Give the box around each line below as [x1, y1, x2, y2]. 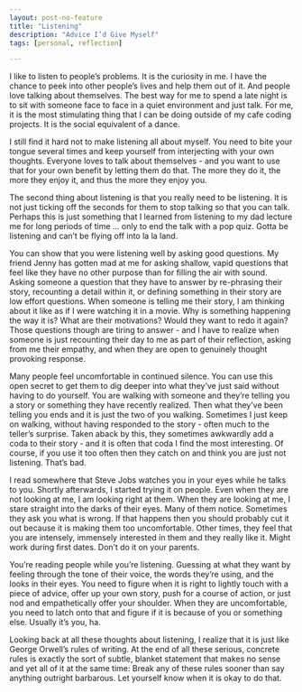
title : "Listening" [9, 22, 83, 31]
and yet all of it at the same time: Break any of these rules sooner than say [9, 663, 286, 674]
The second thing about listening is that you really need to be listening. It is [9, 192, 288, 203]
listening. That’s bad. [9, 457, 87, 468]
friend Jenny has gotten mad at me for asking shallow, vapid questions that [9, 258, 288, 269]
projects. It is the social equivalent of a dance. [9, 119, 180, 130]
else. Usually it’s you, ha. [9, 617, 101, 628]
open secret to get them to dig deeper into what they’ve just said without [9, 381, 279, 392]
